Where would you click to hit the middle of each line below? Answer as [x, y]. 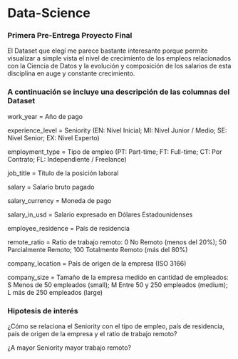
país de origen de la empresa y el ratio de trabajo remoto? [92, 334]
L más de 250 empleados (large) [55, 292]
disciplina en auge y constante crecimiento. [71, 73]
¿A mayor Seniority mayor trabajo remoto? [69, 348]
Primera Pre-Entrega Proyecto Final [70, 36]
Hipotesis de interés [43, 311]
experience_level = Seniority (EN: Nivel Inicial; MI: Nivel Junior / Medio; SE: [117, 130]
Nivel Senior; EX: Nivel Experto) [53, 137]
